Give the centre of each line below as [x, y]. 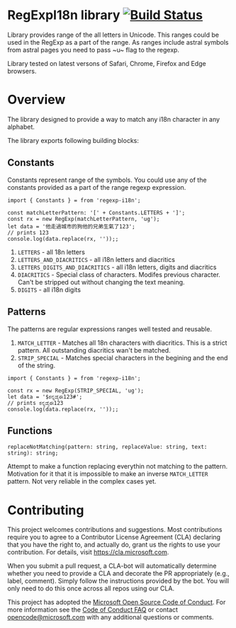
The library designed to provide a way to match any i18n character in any [114, 119]
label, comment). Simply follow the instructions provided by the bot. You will [118, 581]
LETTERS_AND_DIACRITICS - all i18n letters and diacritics [96, 259]
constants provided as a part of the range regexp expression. [97, 187]
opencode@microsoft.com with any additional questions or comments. [111, 617]
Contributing [46, 510]
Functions [30, 431]
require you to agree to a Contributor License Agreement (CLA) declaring [114, 537]
